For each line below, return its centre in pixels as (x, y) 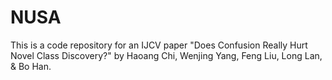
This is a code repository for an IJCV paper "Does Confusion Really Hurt (159, 45)
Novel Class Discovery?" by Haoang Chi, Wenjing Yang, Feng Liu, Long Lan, (166, 55)
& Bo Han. (31, 66)
